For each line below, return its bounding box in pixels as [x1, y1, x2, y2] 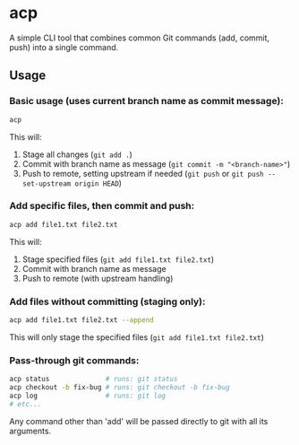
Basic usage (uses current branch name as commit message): [9, 95, 284, 108]
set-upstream [21, 179, 72, 188]
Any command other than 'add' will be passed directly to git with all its [9, 415, 269, 426]
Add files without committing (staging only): [9, 295, 206, 308]
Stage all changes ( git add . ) [21, 149, 132, 160]
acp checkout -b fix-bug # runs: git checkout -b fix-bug [9, 383, 230, 392]
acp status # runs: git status [9, 375, 178, 384]
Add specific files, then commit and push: [9, 200, 195, 213]
